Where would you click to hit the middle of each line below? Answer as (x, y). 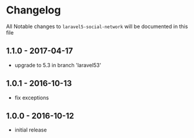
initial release (31, 130)
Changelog (34, 10)
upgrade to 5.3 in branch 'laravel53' (58, 65)
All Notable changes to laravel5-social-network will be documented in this (97, 26)
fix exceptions (31, 98)
